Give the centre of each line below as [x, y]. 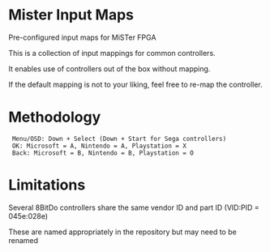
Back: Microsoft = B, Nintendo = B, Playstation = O [103, 153]
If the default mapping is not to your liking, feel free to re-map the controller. [136, 84]
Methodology [55, 117]
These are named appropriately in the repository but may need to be [122, 232]
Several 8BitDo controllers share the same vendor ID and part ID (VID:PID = [134, 207]
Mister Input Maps [71, 15]
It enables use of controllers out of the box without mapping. [109, 68]
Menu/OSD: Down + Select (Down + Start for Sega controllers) [119, 139]
